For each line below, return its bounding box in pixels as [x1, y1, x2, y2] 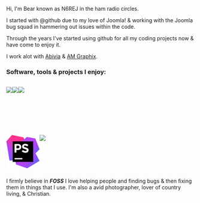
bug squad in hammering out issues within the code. [6, 23, 136, 30]
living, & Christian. [6, 190, 51, 198]
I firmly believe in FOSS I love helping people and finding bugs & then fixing [6, 177, 192, 185]
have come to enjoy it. [6, 41, 61, 48]
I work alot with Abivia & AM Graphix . [6, 53, 98, 59]
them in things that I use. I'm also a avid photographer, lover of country [6, 184, 181, 191]
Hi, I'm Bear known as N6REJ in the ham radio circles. [6, 5, 139, 12]
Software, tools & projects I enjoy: [6, 67, 107, 76]
